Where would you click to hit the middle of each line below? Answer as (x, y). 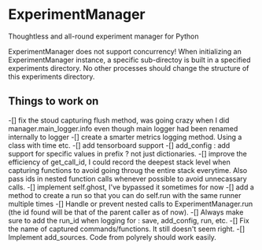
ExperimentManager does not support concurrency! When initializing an (125, 51)
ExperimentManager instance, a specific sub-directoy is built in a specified (129, 60)
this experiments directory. (52, 76)
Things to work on (54, 101)
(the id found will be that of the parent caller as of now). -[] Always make (126, 212)
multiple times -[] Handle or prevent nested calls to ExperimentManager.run (131, 204)
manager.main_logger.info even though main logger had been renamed (123, 128)
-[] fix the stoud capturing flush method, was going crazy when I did (119, 120)
